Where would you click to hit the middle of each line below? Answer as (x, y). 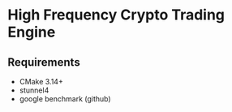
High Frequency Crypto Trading (116, 15)
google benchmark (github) (65, 99)
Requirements (44, 62)
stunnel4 (34, 90)
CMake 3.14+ (41, 82)
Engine (32, 32)
